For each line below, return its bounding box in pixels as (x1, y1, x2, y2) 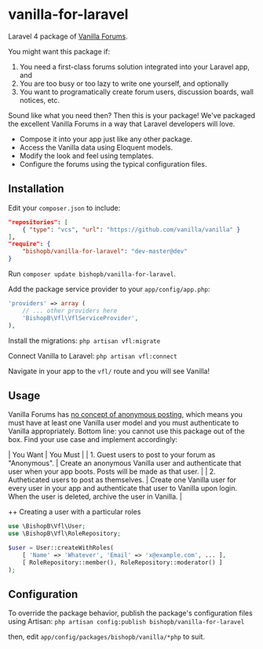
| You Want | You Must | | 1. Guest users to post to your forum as (8, 450, 216, 459)
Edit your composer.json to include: (8, 203, 121, 212)
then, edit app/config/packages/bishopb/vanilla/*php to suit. (8, 632, 206, 642)
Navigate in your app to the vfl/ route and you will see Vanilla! (8, 366, 210, 375)
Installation (8, 183, 64, 196)
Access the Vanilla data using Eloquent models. (19, 142, 174, 152)
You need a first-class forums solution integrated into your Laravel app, (19, 61, 250, 72)
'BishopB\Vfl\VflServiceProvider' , (22, 314, 139, 322)
